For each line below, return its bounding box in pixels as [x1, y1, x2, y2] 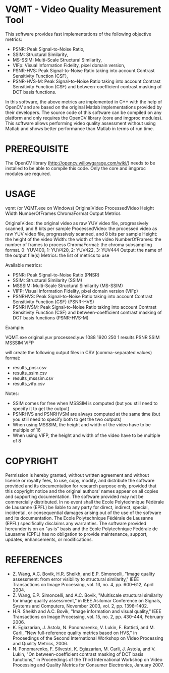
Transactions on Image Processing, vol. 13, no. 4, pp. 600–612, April [12, 581, 154, 587]
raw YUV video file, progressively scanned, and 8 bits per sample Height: [5, 231, 158, 237]
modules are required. [5, 171, 51, 177]
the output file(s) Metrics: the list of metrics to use [5, 252, 109, 258]
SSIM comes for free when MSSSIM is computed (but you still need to [12, 400, 158, 406]
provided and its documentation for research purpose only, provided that [5, 483, 157, 489]
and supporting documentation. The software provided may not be [5, 493, 144, 499]
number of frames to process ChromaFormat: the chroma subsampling [5, 241, 152, 248]
